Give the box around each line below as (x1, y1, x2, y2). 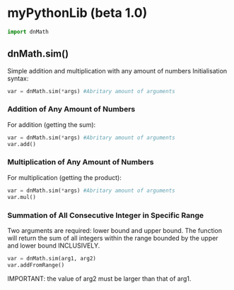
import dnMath (7, 28, 49, 35)
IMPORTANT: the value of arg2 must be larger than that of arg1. (7, 274, 192, 283)
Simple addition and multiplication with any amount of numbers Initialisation (7, 66, 228, 75)
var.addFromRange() (7, 261, 65, 269)
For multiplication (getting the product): (7, 173, 122, 181)
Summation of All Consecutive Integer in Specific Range (7, 210, 204, 220)
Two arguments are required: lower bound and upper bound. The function (7, 226, 223, 234)
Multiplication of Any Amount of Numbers (7, 157, 154, 167)
